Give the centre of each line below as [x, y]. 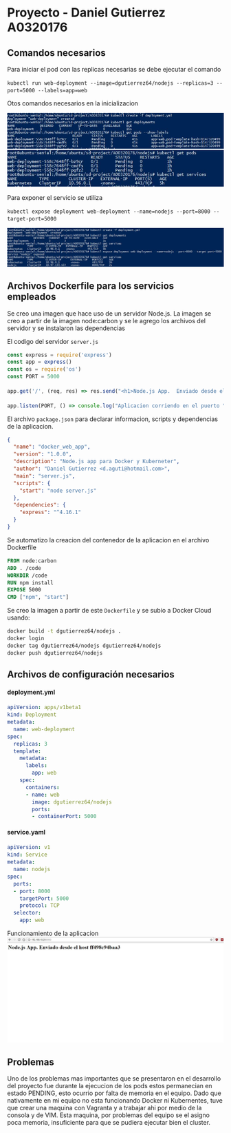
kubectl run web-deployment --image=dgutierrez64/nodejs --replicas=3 [110, 83]
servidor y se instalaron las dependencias [66, 328]
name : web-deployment [44, 729]
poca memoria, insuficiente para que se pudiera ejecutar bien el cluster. [109, 1122]
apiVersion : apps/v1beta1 [44, 708]
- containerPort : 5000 [64, 817]
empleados [32, 297]
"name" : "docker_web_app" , [52, 447]
